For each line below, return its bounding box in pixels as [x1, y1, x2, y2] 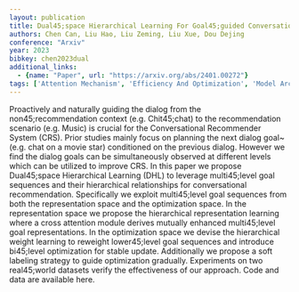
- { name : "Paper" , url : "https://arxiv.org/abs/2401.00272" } [17, 71, 249, 80]
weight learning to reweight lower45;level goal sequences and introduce [9, 236, 274, 247]
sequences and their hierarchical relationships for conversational [9, 179, 247, 190]
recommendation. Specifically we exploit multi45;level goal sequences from [9, 189, 287, 199]
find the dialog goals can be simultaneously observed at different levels [9, 150, 271, 161]
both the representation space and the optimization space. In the [9, 198, 247, 209]
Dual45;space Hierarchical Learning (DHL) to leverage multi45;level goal [9, 170, 276, 181]
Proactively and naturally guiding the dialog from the [9, 103, 202, 114]
